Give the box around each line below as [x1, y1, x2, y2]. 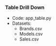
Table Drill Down [5, 4, 45, 11]
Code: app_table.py [12, 15, 52, 21]
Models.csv [19, 31, 43, 37]
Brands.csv [19, 26, 42, 32]
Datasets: [12, 20, 32, 26]
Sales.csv [19, 36, 39, 42]
